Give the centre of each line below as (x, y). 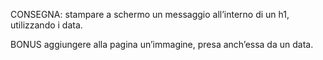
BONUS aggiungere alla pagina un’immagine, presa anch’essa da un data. (162, 44)
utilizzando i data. (46, 25)
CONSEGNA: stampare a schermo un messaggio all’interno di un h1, (150, 14)
